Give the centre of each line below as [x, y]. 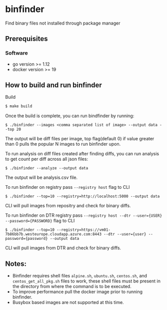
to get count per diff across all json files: [47, 159]
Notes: [16, 264]
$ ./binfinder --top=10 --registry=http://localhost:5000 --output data [82, 196]
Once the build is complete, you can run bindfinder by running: [70, 116]
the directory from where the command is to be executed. [72, 286]
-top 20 [13, 129]
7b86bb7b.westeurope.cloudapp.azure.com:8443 [53, 234]
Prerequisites [26, 39]
